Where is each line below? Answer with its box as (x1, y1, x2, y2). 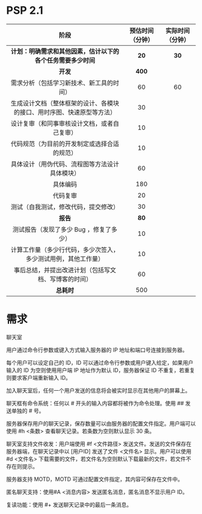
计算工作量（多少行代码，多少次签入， (10, 245, 119, 254)
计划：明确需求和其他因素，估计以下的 (10, 47, 119, 55)
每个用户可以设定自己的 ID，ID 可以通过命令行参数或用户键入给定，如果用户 (6, 359, 194, 366)
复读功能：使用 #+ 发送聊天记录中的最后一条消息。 (6, 501, 132, 508)
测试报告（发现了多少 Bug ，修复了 (12, 225, 112, 233)
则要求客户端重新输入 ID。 (6, 374, 71, 381)
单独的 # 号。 (11, 407, 44, 414)
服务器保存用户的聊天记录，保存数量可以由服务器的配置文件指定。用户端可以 (6, 420, 196, 427)
